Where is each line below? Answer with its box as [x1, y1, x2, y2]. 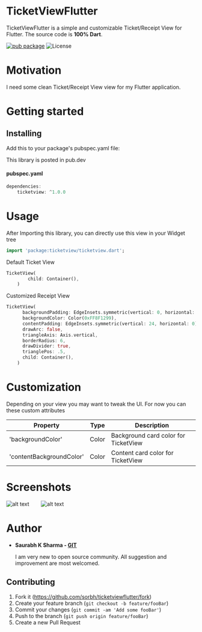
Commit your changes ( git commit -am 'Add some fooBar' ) [14, 605, 162, 613]
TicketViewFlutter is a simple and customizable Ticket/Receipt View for [6, 24, 182, 31]
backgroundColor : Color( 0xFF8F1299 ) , [22, 315, 117, 321]
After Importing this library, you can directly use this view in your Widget [6, 229, 185, 237]
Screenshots [6, 480, 72, 494]
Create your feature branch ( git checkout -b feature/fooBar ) [14, 599, 169, 607]
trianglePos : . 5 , [22, 349, 66, 355]
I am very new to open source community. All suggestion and [14, 553, 167, 560]
